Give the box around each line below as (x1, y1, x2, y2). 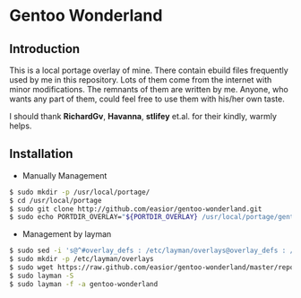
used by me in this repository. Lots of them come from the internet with (9, 74, 272, 85)
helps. (9, 120, 32, 131)
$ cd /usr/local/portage (9, 196, 102, 205)
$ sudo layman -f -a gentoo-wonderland (9, 279, 159, 288)
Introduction (9, 41, 81, 57)
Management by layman (21, 229, 112, 240)
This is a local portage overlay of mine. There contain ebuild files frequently (9, 65, 288, 75)
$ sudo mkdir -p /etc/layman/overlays (9, 255, 154, 264)
